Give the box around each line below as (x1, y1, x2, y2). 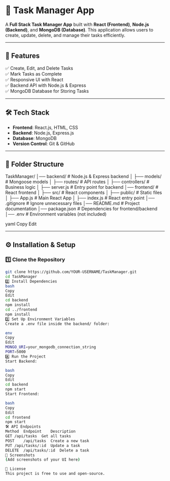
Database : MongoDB (12, 135, 57, 141)
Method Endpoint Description (5, 429, 76, 434)
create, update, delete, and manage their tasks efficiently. (5, 32, 125, 38)
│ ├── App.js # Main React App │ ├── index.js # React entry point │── (5, 195, 155, 201)
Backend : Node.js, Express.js (12, 129, 74, 136)
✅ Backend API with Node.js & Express (5, 82, 87, 88)
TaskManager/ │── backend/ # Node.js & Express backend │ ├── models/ (5, 174, 162, 180)
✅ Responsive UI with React (5, 76, 64, 83)
